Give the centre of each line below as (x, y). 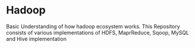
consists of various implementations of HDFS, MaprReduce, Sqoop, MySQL (98, 32)
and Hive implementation (36, 39)
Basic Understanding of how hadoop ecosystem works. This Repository (93, 26)
